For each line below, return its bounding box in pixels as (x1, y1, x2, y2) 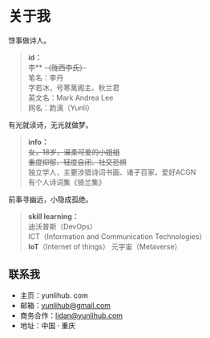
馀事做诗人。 (8, 35, 50, 45)
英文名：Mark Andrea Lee (27, 93, 114, 102)
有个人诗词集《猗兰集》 (27, 177, 106, 187)
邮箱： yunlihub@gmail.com (19, 300, 111, 310)
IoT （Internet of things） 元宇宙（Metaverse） (27, 241, 182, 251)
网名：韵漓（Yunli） (27, 102, 95, 113)
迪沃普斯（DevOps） (27, 221, 98, 231)
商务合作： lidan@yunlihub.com (19, 311, 123, 320)
